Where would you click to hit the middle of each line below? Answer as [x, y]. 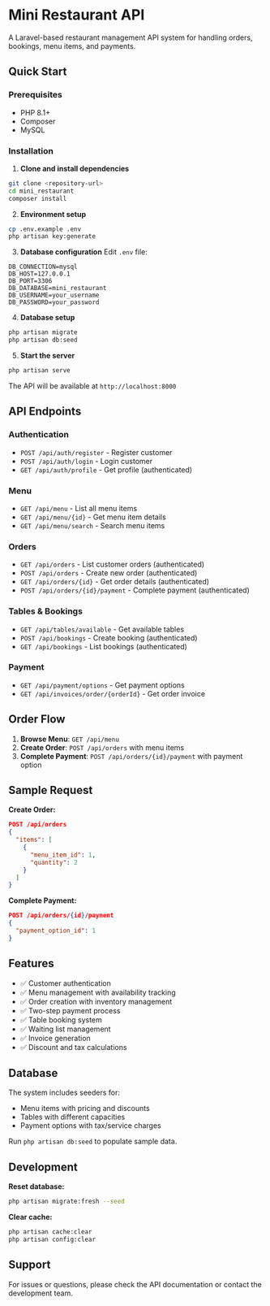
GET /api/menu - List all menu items [79, 508]
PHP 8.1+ [35, 112]
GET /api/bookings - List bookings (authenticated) [104, 646]
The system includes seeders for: [64, 1093]
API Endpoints [45, 412]
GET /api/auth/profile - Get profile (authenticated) [106, 470]
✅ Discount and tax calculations [73, 1047]
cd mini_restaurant [41, 191]
